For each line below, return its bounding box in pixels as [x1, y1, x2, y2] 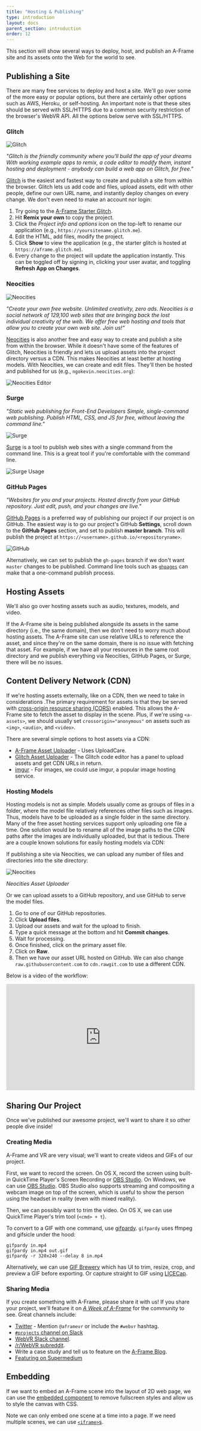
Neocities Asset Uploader [6, 880, 70, 888]
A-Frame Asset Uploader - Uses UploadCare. [14, 746, 127, 754]
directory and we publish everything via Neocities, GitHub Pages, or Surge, [6, 652, 191, 659]
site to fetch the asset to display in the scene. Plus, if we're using [23, 710, 184, 718]
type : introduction [6, 14, 55, 20]
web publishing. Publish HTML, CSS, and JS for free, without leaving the [6, 414, 185, 421]
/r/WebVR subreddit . [14, 1341, 66, 1348]
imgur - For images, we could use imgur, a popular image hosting [14, 765, 176, 773]
